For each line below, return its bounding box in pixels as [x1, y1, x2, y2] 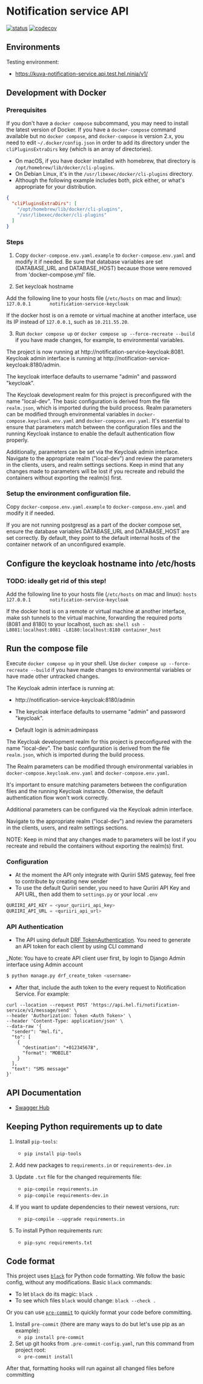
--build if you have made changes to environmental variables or [30, 666, 192, 673]
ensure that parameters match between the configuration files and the [6, 423, 182, 430]
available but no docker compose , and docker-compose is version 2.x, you [6, 133, 184, 140]
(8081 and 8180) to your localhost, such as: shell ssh [6, 620, 141, 627]
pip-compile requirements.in [24, 1186, 98, 1192]
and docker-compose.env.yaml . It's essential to [75, 417, 190, 424]
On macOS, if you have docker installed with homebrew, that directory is [15, 157, 196, 165]
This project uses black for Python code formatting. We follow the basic [6, 1272, 186, 1279]
